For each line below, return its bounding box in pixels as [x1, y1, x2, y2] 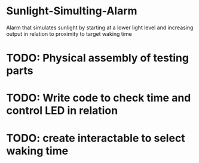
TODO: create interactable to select [6, 131, 185, 144]
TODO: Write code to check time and [6, 91, 191, 105]
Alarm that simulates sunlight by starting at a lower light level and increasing [6, 24, 194, 31]
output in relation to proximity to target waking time [6, 30, 133, 37]
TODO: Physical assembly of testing [6, 51, 189, 65]
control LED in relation [6, 104, 118, 118]
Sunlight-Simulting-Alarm [6, 4, 137, 18]
